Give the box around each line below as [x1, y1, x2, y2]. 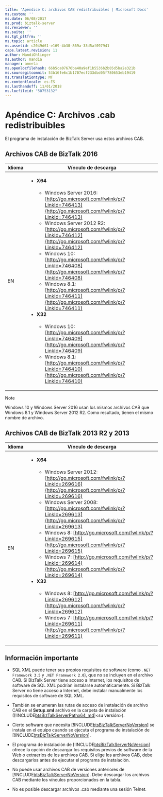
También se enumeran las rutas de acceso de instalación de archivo [12, 702, 148, 708]
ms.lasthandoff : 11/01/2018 [5, 84, 62, 89]
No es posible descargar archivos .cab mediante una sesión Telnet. [12, 786, 147, 792]
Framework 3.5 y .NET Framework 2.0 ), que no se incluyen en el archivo [12, 672, 153, 678]
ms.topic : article [5, 39, 42, 44]
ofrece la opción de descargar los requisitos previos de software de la [12, 746, 152, 752]
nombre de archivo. [5, 415, 44, 421]
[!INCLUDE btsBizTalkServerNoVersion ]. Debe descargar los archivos [12, 771, 149, 778]
